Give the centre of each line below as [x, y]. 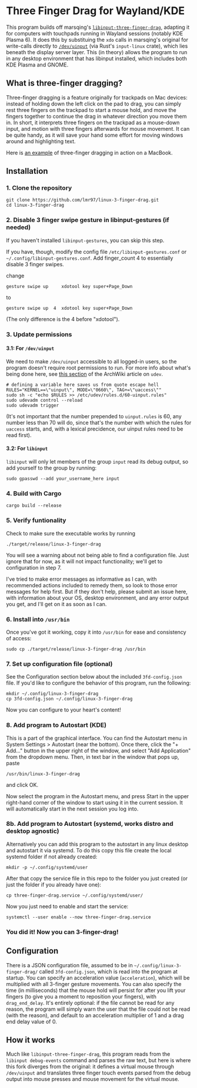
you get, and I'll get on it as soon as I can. [56, 604]
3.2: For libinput [27, 448]
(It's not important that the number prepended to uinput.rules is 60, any [94, 416]
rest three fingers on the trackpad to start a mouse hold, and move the [91, 110]
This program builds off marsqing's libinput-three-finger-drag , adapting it [98, 27]
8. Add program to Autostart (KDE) [56, 725]
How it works [31, 1040]
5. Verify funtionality [36, 521]
